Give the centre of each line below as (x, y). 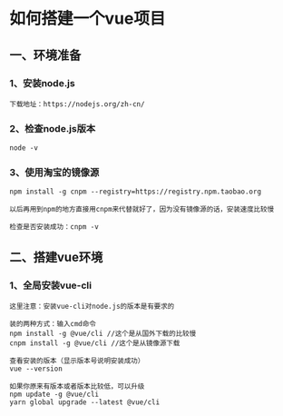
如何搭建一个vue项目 (88, 19)
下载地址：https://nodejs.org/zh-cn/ (77, 104)
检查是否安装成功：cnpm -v (54, 227)
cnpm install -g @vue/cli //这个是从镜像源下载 (95, 343)
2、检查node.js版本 (53, 128)
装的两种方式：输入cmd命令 (53, 324)
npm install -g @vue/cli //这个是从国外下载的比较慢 (103, 334)
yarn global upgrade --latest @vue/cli (85, 402)
